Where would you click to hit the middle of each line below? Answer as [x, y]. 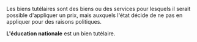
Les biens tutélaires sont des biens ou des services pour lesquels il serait [98, 9]
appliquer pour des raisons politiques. [54, 22]
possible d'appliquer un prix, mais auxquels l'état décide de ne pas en [95, 15]
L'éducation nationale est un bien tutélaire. [61, 33]
